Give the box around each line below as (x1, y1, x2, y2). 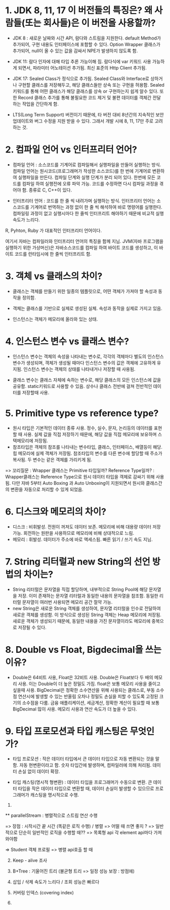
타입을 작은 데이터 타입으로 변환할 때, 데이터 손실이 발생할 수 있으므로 (18, 785, 154, 792)
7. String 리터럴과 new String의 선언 (5, 556, 150, 567)
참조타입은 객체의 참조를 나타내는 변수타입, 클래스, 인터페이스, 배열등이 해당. (12, 444, 163, 450)
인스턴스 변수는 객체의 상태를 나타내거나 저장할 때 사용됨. (23, 366, 136, 372)
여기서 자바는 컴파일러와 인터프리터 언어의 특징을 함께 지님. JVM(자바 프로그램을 (5, 238, 163, 244)
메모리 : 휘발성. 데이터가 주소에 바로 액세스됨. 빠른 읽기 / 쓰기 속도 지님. (12, 536, 153, 542)
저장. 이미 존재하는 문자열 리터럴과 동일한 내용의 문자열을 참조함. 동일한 (18, 592, 158, 599)
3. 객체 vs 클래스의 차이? (5, 270, 103, 282)
